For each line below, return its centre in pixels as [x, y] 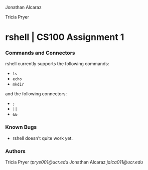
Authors [16, 151]
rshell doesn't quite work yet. [42, 138]
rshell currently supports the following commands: [57, 64]
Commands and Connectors [40, 53]
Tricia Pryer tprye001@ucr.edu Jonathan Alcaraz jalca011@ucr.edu [74, 162]
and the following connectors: [36, 94]
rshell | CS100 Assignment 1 [65, 37]
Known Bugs [21, 127]
